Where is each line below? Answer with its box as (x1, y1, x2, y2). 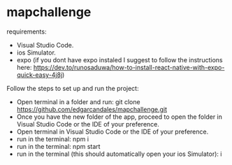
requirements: (6, 27, 47, 36)
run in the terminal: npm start (16, 142, 101, 150)
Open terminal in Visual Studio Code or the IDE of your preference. (16, 127, 209, 136)
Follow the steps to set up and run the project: (6, 84, 139, 92)
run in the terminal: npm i (16, 134, 89, 143)
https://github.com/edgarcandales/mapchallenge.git (16, 105, 168, 113)
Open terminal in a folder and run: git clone (16, 97, 140, 106)
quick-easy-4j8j (16, 71, 63, 79)
